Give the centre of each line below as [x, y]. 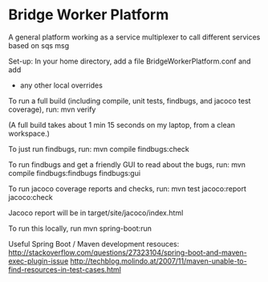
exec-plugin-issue [39, 261]
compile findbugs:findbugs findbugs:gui [75, 173]
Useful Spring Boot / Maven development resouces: [94, 243]
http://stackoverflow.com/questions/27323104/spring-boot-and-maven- [128, 252]
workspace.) [29, 133]
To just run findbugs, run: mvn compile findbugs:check [99, 149]
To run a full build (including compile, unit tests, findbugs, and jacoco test [130, 100]
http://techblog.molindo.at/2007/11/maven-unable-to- [158, 261]
